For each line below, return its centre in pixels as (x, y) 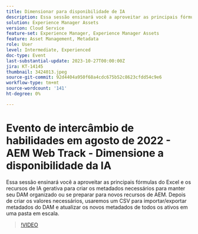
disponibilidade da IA (59, 165)
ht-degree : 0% (24, 94)
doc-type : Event (26, 55)
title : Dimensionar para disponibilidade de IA (66, 11)
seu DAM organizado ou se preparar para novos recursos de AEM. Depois (96, 195)
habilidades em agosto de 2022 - (88, 141)
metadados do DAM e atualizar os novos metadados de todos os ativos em (97, 207)
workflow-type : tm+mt (33, 83)
